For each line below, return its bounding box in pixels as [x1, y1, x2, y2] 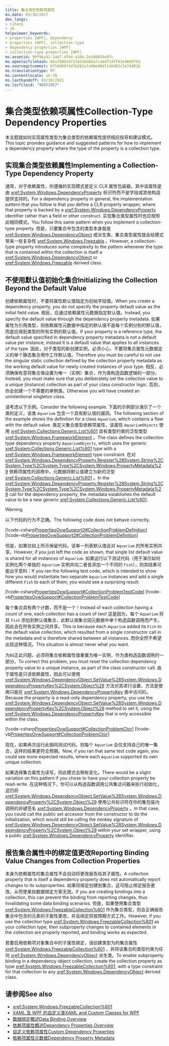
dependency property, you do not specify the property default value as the [5, 304, 160, 310]
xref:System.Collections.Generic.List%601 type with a [5, 446, 117, 452]
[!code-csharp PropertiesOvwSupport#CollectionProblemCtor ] [5, 726, 134, 732]
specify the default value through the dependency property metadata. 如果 [5, 316, 160, 322]
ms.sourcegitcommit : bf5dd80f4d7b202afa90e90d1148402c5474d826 [5, 64, 141, 69]
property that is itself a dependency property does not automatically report [5, 876, 161, 882]
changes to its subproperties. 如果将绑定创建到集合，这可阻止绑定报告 [5, 883, 151, 888]
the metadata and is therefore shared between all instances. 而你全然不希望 [5, 635, 162, 641]
